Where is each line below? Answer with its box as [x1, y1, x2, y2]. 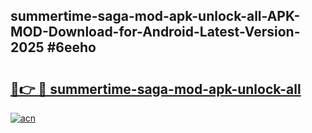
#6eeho [46, 39, 97, 56]
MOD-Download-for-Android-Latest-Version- [10, 24, 301, 41]
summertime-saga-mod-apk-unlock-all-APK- [10, 8, 301, 25]
